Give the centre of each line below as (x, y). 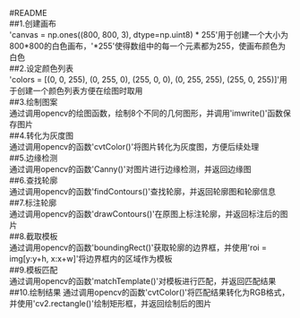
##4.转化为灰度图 (42, 135)
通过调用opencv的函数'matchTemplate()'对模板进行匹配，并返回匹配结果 (143, 281)
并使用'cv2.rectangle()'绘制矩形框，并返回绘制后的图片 (111, 303)
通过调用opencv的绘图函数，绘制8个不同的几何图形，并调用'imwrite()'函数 (146, 113)
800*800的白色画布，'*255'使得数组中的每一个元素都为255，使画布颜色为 (148, 46)
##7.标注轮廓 (33, 202)
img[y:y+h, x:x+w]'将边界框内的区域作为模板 (91, 258)
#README (28, 13)
